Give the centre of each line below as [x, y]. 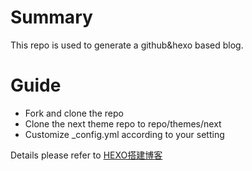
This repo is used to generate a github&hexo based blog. [127, 45]
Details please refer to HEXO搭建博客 [86, 155]
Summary [51, 17]
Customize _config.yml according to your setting [124, 134]
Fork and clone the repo [74, 113]
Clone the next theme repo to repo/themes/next [123, 123]
